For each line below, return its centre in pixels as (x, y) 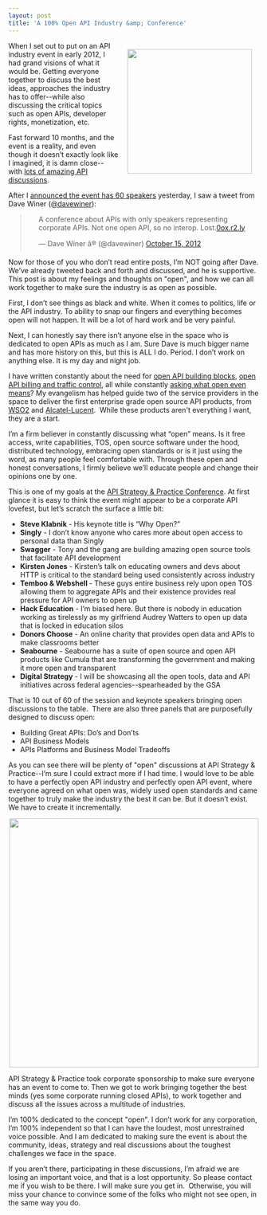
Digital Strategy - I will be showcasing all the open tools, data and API (135, 676)
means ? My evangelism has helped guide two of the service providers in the (133, 393)
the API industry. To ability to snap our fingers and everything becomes (125, 311)
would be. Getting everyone (54, 71)
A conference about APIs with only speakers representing (133, 219)
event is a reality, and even (52, 146)
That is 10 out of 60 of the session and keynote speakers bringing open (125, 700)
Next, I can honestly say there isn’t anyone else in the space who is (119, 335)
